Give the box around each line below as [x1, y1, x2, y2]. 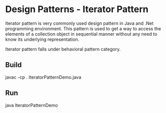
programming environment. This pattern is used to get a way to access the [5, 25, 161, 31]
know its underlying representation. [5, 36, 80, 42]
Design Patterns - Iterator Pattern [5, 4, 149, 15]
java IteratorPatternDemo [5, 102, 58, 108]
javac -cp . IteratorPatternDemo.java [5, 74, 82, 80]
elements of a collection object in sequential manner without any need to [5, 31, 157, 37]
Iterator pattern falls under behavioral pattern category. [5, 46, 121, 52]
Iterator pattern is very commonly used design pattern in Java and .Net [5, 20, 154, 26]
